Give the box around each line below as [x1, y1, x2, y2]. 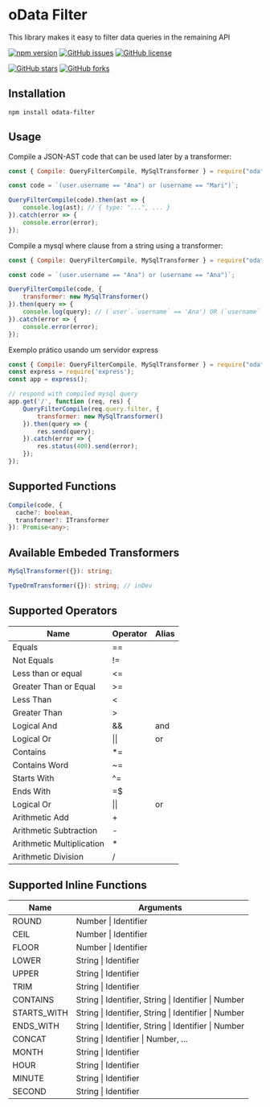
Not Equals [12, 654, 54, 665]
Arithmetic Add [12, 811, 70, 823]
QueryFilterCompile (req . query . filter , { [22, 404, 160, 413]
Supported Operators [8, 604, 118, 618]
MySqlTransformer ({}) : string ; [8, 567, 113, 575]
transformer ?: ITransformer [15, 516, 110, 524]
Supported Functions [8, 479, 117, 493]
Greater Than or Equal [12, 681, 96, 692]
